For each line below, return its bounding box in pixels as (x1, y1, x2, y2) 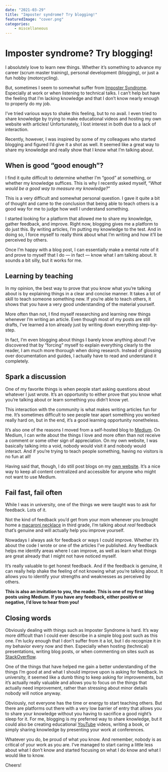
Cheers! (5, 762, 22, 768)
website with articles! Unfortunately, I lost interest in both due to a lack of (5, 121, 156, 127)
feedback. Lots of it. (5, 507, 47, 513)
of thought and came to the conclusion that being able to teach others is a (5, 200, 158, 206)
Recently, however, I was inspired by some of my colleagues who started (5, 136, 156, 142)
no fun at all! (5, 453, 31, 460)
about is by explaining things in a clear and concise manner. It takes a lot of (5, 290, 161, 296)
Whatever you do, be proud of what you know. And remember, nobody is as (5, 736, 161, 742)
